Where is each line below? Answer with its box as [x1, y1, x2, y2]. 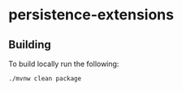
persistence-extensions [8, 6, 175, 24]
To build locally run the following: [8, 59, 119, 68]
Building [8, 38, 51, 52]
